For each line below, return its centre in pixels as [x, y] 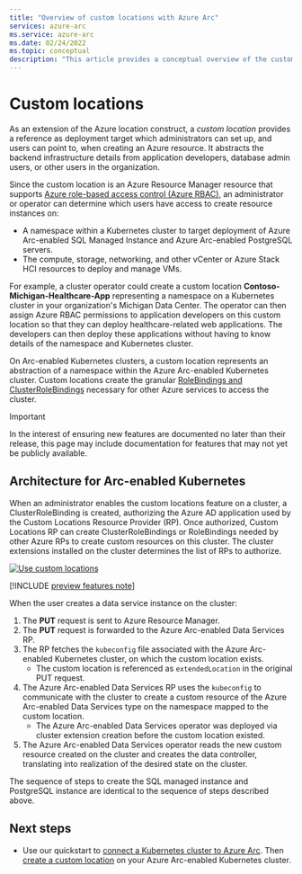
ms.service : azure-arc [52, 34]
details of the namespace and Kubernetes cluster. [101, 343]
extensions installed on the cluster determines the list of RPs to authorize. [146, 550]
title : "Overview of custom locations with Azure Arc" [114, 18]
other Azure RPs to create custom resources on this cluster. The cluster [142, 541]
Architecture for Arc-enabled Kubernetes [128, 482]
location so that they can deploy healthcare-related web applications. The [146, 324]
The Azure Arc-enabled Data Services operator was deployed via [156, 726]
